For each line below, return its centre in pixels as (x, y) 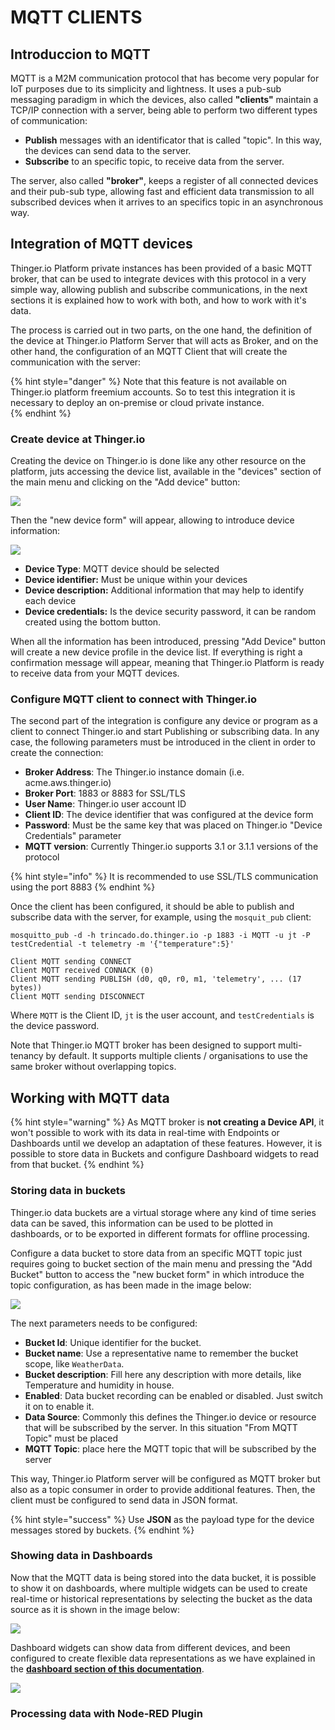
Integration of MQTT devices (101, 244)
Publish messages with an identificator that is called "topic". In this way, (173, 140)
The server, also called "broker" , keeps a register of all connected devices (164, 180)
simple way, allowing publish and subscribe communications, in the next (159, 289)
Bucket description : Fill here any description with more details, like (163, 1374)
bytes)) (26, 988)
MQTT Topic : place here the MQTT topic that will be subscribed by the (170, 1448)
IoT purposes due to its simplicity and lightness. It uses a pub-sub (146, 89)
